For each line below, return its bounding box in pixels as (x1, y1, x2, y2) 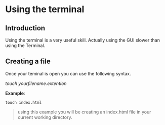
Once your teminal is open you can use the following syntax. (5, 70, 131, 76)
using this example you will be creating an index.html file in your (17, 109, 151, 115)
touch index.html (5, 100, 42, 105)
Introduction (5, 24, 46, 32)
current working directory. (17, 114, 72, 120)
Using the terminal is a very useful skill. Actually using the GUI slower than (5, 37, 160, 43)
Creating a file (5, 57, 51, 66)
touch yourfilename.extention (5, 80, 67, 87)
